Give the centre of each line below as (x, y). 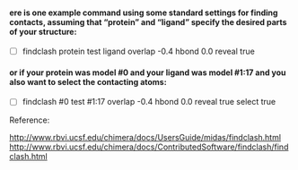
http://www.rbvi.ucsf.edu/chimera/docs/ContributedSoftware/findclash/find (149, 147)
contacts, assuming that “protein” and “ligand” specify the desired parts (148, 21)
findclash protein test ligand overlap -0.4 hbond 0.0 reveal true (139, 51)
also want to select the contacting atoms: (88, 81)
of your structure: (43, 31)
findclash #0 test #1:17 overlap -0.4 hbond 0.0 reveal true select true (149, 102)
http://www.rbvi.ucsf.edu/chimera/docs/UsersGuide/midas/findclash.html (145, 137)
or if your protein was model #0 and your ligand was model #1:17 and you (148, 72)
